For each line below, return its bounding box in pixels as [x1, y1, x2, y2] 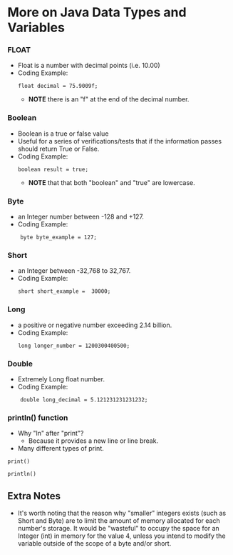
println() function [7, 412, 68, 422]
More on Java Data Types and [7, 4, 187, 21]
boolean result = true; [17, 166, 89, 173]
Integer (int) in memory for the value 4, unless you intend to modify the [17, 531, 226, 540]
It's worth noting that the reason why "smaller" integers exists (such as [17, 509, 227, 518]
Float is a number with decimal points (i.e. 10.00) [17, 61, 160, 70]
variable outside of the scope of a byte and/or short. [17, 539, 172, 548]
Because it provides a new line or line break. [28, 436, 159, 445]
